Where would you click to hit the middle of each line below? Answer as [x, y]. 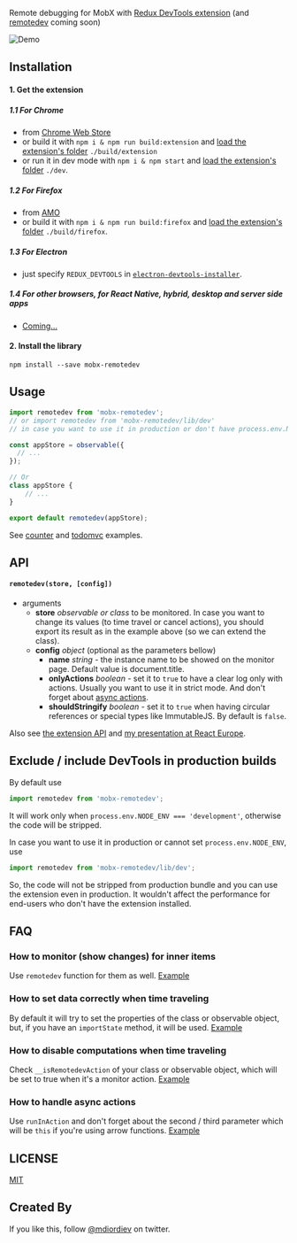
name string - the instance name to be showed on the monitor [161, 660]
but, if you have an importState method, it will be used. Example [126, 1027]
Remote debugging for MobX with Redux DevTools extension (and [129, 13]
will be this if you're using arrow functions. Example [105, 1131]
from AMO [41, 212]
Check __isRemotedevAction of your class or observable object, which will [143, 1069]
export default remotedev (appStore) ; [79, 518]
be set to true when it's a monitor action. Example [99, 1078]
